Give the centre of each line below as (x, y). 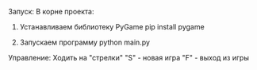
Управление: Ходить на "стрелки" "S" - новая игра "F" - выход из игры (129, 58)
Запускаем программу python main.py (85, 42)
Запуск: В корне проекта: (51, 12)
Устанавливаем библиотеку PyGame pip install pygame (112, 27)
